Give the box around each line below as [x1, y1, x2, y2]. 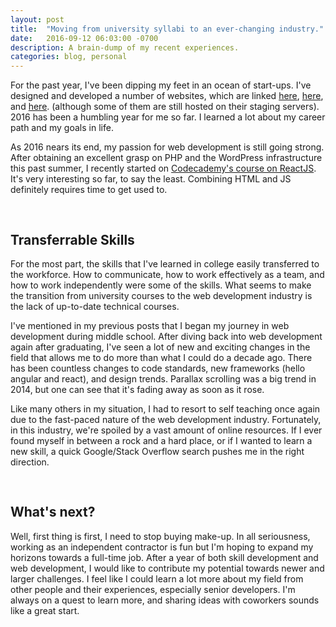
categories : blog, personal [10, 52, 128, 62]
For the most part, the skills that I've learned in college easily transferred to [10, 257, 320, 270]
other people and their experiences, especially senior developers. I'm [10, 583, 296, 595]
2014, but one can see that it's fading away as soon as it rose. [10, 383, 265, 395]
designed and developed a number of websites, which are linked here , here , [10, 90, 324, 102]
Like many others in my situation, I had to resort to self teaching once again [10, 402, 321, 415]
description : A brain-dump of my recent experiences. [10, 42, 240, 53]
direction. [10, 456, 50, 468]
